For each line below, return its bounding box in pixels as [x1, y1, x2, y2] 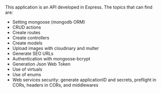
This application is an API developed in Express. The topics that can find [5, 4, 153, 10]
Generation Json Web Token [12, 61, 71, 67]
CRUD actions [12, 24, 41, 30]
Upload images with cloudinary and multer [12, 46, 99, 51]
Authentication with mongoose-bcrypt [12, 56, 91, 61]
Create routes [12, 30, 41, 35]
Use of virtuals [12, 66, 43, 72]
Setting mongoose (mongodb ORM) [12, 19, 85, 25]
